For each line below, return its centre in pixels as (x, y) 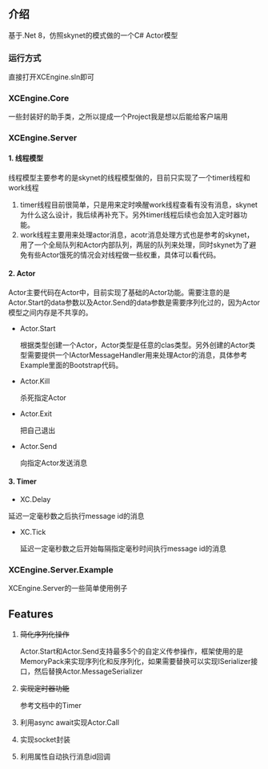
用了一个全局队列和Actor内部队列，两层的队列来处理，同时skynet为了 (134, 245)
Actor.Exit (36, 413)
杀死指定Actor (43, 397)
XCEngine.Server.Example (61, 569)
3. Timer (23, 482)
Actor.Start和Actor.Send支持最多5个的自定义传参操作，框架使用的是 (132, 651)
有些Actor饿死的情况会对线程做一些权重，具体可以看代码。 (124, 254)
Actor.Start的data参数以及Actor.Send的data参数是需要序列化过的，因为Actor (134, 302)
